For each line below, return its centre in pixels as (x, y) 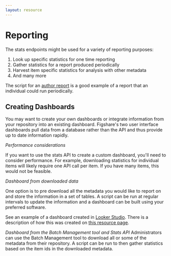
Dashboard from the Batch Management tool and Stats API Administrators (83, 233)
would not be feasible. (29, 171)
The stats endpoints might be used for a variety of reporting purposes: (80, 49)
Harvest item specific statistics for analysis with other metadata (79, 70)
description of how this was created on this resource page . (67, 223)
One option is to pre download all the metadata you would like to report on (83, 191)
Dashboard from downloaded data (42, 181)
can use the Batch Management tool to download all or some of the (76, 238)
